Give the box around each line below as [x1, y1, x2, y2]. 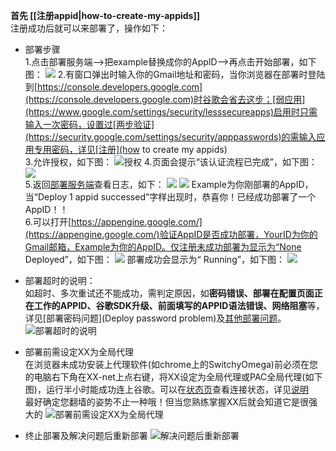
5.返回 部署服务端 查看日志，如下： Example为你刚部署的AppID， [24, 179, 314, 190]
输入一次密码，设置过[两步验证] [24, 119, 155, 130]
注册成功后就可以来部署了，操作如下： [10, 22, 168, 34]
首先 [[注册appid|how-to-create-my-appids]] [10, 10, 200, 21]
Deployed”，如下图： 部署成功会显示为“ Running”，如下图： [24, 254, 285, 265]
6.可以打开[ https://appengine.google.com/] [24, 216, 203, 228]
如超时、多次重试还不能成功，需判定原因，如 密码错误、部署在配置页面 [24, 287, 315, 299]
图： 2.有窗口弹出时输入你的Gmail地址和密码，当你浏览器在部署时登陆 [24, 69, 326, 80]
